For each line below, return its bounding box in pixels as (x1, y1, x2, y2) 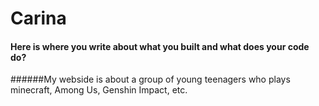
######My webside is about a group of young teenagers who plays (10, 73, 291, 86)
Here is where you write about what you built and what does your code (10, 40, 310, 52)
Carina (10, 7, 67, 30)
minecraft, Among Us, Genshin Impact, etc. (10, 84, 188, 96)
